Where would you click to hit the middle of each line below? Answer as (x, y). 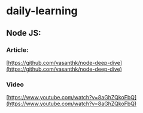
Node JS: (24, 33)
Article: (17, 50)
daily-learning (42, 11)
